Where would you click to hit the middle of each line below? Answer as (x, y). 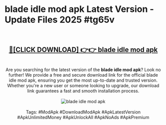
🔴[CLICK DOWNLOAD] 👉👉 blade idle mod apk (83, 50)
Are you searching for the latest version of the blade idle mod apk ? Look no (83, 69)
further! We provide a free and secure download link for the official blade (83, 75)
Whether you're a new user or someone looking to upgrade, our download (83, 85)
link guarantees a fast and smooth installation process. (83, 91)
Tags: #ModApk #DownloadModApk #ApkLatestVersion (83, 112)
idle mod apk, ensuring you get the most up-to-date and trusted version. (83, 80)
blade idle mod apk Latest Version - (79, 9)
